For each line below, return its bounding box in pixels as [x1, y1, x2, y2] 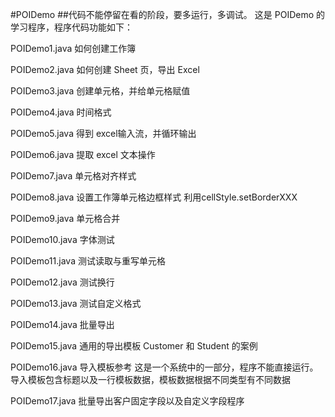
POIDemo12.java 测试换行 [10, 276, 115, 288]
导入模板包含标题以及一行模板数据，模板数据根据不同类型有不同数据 [10, 374, 291, 385]
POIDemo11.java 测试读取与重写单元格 [10, 255, 166, 267]
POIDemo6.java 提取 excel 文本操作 [10, 149, 156, 160]
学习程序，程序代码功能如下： [10, 21, 133, 33]
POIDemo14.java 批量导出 [10, 319, 115, 330]
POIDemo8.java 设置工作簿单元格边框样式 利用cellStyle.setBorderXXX [10, 191, 298, 203]
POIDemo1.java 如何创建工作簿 [10, 43, 137, 54]
